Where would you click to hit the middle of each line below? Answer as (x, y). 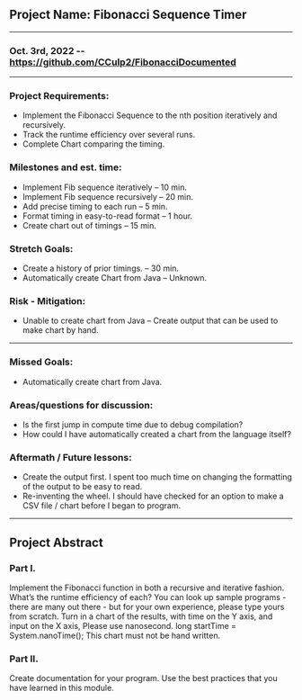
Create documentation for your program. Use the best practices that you (143, 678)
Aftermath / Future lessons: (71, 457)
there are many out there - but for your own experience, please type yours (147, 606)
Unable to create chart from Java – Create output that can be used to (150, 321)
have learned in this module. (62, 688)
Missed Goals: (41, 362)
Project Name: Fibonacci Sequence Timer (128, 15)
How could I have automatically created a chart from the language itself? (157, 434)
